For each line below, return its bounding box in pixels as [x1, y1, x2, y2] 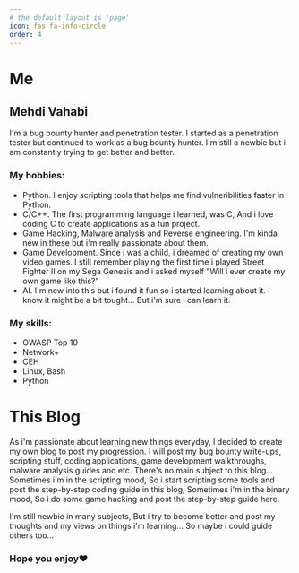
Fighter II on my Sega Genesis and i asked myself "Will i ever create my [21, 265, 286, 276]
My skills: [9, 317, 52, 329]
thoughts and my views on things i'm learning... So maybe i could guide [9, 520, 273, 531]
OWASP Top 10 [21, 337, 79, 348]
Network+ [21, 346, 60, 357]
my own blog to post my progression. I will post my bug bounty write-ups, [9, 446, 282, 456]
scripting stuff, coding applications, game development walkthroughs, [9, 455, 267, 466]
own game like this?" [21, 275, 99, 286]
